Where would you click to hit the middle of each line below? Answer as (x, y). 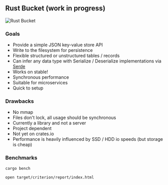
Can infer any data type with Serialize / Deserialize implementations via (87, 61)
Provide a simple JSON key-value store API (58, 45)
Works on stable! (30, 72)
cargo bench (18, 168)
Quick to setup (28, 88)
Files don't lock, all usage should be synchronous (64, 118)
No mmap (23, 112)
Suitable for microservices (40, 83)
